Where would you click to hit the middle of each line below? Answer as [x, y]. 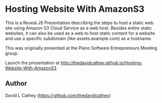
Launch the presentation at [32, 63]
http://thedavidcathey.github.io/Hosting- [102, 63]
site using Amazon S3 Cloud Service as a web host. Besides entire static [79, 28]
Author [16, 84]
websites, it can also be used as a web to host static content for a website [80, 33]
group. [12, 53]
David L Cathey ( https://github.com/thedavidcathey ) [58, 95]
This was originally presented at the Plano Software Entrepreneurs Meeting [81, 48]
